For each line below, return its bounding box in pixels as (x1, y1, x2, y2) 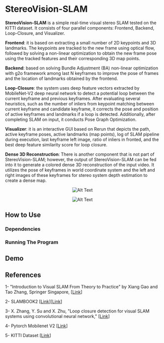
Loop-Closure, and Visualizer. (5, 30, 65, 36)
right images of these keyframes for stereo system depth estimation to (5, 172, 148, 178)
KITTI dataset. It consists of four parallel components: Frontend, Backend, (5, 25, 155, 31)
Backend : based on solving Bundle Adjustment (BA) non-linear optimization (5, 65, 159, 71)
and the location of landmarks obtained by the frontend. (5, 75, 118, 81)
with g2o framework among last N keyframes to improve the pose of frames (5, 70, 159, 76)
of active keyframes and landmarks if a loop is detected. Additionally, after (5, 111, 156, 117)
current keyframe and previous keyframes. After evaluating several (5, 95, 141, 102)
